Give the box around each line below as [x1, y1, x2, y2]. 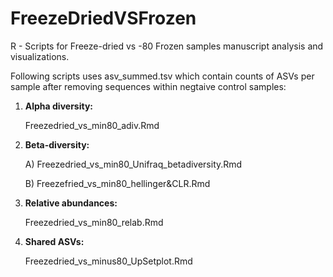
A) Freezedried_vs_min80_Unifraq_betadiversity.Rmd [24, 158, 243, 170]
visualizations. [10, 50, 70, 62]
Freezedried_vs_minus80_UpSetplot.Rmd [24, 255, 193, 267]
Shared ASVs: [24, 235, 85, 247]
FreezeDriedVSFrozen [10, 7, 197, 30]
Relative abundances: [24, 197, 118, 209]
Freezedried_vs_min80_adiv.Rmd [24, 119, 160, 131]
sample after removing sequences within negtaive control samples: [10, 80, 287, 92]
